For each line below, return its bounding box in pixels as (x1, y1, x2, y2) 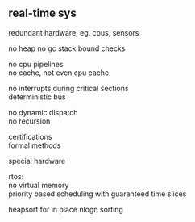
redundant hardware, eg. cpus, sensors (8, 27, 139, 37)
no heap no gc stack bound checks (8, 44, 126, 53)
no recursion (8, 116, 51, 126)
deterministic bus (8, 92, 66, 102)
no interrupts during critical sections (8, 83, 129, 93)
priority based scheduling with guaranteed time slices (8, 189, 187, 199)
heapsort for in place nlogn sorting (8, 204, 123, 214)
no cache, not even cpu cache (8, 68, 110, 77)
